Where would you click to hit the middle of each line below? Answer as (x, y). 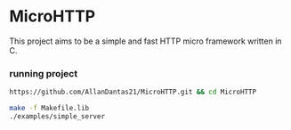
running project (44, 73)
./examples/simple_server (57, 116)
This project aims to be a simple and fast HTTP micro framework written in (145, 41)
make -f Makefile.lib (49, 109)
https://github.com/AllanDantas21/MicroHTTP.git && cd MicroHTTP (133, 92)
